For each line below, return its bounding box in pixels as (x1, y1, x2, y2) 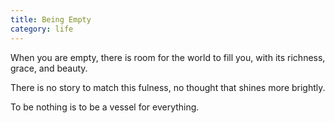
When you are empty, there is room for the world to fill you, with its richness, (10, 51, 326, 63)
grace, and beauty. (10, 62, 88, 74)
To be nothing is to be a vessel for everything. (10, 101, 200, 113)
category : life (10, 24, 74, 34)
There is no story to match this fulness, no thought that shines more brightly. (10, 81, 326, 93)
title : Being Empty (10, 14, 92, 25)
